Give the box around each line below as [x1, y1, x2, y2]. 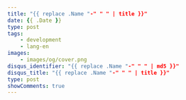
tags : [7, 30, 23, 37]
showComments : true [7, 82, 65, 89]
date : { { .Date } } [7, 17, 62, 24]
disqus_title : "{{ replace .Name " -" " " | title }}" [7, 69, 170, 76]
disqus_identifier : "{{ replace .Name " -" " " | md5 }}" [7, 63, 180, 70]
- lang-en [20, 43, 50, 50]
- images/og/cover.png [20, 56, 87, 63]
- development [20, 37, 62, 44]
